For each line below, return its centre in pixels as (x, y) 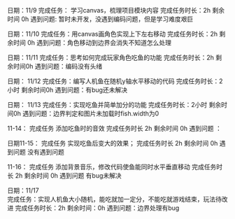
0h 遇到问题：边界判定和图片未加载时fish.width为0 (86, 113)
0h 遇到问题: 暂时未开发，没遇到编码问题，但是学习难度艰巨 (107, 19)
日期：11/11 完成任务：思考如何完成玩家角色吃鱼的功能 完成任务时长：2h (111, 57)
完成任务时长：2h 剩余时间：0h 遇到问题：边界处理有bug (97, 208)
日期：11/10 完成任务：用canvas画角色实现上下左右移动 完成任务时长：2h (113, 34)
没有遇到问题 (45, 152)
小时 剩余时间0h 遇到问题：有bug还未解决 (67, 90)
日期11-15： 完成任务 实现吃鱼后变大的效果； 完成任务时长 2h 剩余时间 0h (113, 143)
